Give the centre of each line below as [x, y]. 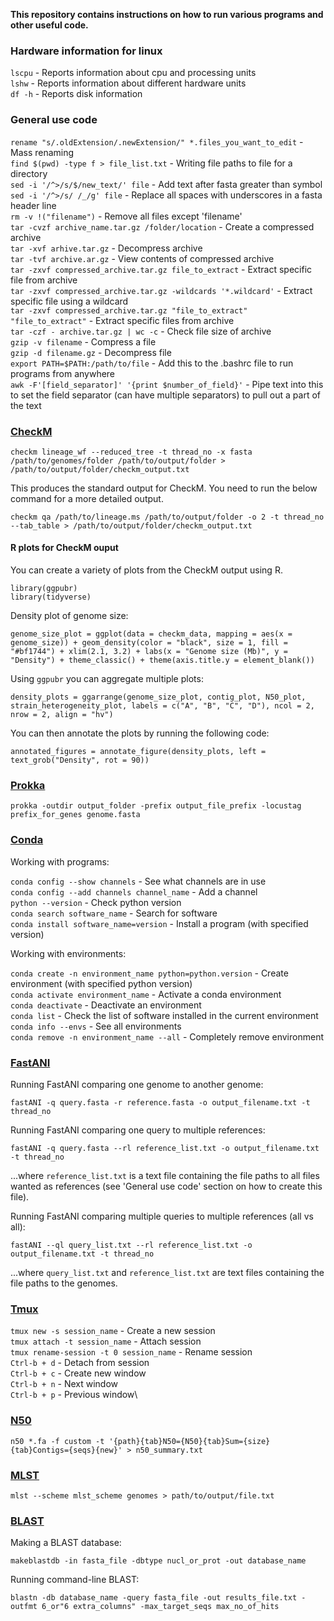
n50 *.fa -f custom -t [57, 1441]
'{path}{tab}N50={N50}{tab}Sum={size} [189, 1441]
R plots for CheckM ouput [64, 548]
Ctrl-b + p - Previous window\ [74, 1395]
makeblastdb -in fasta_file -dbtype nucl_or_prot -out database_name [158, 1561]
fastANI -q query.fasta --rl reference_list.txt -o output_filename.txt [165, 1148]
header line [33, 205]
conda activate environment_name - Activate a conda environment [146, 994]
